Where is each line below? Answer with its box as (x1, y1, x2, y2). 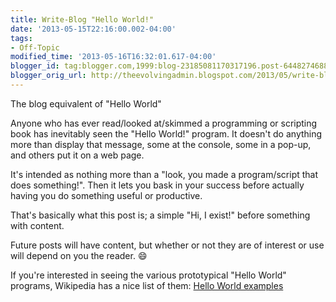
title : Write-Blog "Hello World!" (10, 14, 155, 25)
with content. (10, 219, 65, 231)
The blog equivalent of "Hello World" (10, 97, 162, 110)
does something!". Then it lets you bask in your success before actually (10, 179, 305, 191)
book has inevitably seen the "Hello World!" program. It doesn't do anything (10, 127, 323, 140)
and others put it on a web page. (10, 149, 145, 161)
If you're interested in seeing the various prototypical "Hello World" (10, 269, 287, 281)
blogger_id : (10, 61, 60, 71)
